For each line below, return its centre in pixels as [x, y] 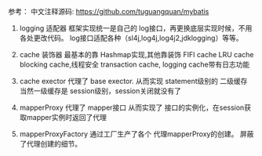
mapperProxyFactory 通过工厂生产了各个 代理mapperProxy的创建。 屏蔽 [136, 134]
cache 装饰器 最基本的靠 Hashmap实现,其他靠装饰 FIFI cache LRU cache [136, 54]
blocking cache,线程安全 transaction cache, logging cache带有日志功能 [135, 64]
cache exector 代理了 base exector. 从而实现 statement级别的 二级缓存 [133, 81]
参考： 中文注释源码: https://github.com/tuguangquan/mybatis [109, 11]
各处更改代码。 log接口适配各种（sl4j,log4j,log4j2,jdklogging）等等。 [131, 38]
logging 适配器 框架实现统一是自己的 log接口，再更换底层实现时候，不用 [136, 28]
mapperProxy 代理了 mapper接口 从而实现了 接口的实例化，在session [132, 107]
